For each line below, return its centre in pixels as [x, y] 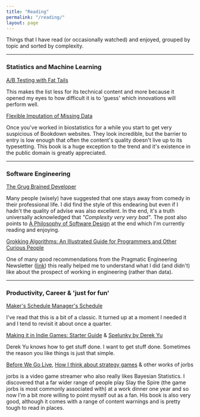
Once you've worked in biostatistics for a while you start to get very [89, 127]
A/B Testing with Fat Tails [37, 80]
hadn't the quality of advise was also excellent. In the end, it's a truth [90, 211]
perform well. [23, 104]
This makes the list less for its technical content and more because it [90, 91]
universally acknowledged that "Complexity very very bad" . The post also [97, 217]
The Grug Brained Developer [41, 186]
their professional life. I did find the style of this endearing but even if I [92, 204]
